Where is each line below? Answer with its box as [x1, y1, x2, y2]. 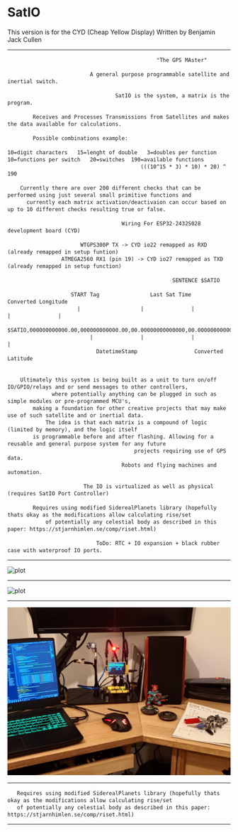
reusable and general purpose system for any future [7, 440, 166, 448]
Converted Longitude [7, 298, 69, 306]
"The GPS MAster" [156, 56, 208, 64]
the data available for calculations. [7, 120, 122, 128]
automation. [7, 468, 42, 476]
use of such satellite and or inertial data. [7, 411, 144, 419]
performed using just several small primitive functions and [7, 191, 192, 199]
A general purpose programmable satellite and [89, 70, 230, 78]
